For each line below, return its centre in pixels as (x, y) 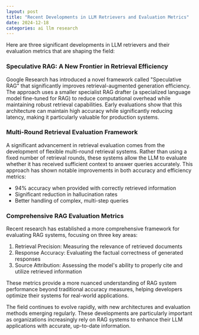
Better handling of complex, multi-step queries (72, 200)
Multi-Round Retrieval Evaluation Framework (72, 132)
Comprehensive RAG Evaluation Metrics (65, 216)
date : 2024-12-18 (28, 22)
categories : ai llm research (42, 28)
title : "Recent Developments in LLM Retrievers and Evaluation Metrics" (98, 17)
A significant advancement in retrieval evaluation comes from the (86, 145)
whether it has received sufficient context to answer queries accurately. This (99, 164)
